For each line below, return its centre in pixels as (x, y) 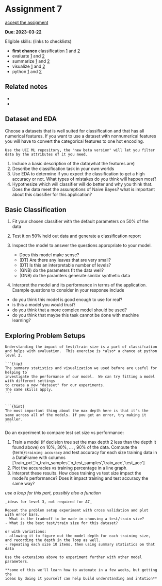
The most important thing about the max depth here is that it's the (77, 411)
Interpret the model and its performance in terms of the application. (79, 285)
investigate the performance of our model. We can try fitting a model (80, 377)
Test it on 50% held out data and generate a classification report (76, 236)
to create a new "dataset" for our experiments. (55, 385)
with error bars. (23, 515)
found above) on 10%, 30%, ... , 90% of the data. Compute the (74, 447)
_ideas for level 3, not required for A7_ (49, 502)
